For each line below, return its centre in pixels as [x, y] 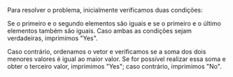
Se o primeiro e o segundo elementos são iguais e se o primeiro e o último [114, 23]
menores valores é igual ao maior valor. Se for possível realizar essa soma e [116, 59]
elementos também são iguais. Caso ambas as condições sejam [100, 31]
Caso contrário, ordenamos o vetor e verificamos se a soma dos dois [107, 52]
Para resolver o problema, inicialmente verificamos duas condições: [105, 10]
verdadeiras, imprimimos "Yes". [52, 38]
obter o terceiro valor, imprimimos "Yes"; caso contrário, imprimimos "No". [114, 66]
